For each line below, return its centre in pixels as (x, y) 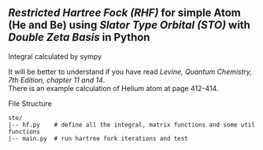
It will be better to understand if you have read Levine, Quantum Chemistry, (130, 71)
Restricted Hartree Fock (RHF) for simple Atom (125, 13)
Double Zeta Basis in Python (79, 37)
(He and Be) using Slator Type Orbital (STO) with (129, 26)
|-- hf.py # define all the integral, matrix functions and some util (132, 125)
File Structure (30, 103)
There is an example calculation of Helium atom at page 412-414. (113, 88)
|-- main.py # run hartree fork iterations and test (98, 138)
